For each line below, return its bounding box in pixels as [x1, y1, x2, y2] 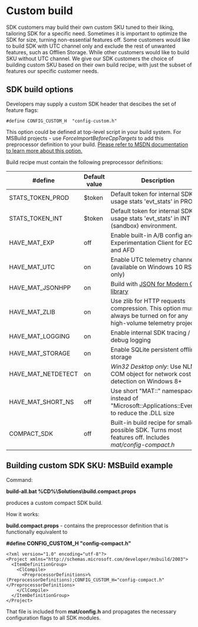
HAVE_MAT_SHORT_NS [9, 398, 74, 406]
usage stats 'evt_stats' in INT [110, 214, 190, 222]
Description [141, 176, 175, 184]
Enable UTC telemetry [110, 255, 172, 264]
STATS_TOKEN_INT [9, 214, 63, 222]
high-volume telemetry [110, 319, 175, 327]
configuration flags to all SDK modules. [6, 614, 101, 621]
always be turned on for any [110, 311, 189, 320]
